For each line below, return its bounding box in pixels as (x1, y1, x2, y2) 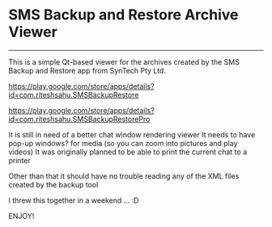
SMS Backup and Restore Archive (8, 6, 239, 24)
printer (8, 155, 31, 165)
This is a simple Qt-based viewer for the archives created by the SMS (8, 57, 240, 66)
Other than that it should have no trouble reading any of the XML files (8, 171, 240, 181)
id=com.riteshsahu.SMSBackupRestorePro (8, 114, 151, 124)
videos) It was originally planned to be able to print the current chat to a (8, 147, 248, 157)
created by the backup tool (8, 179, 99, 189)
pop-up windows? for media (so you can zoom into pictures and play (8, 138, 238, 148)
